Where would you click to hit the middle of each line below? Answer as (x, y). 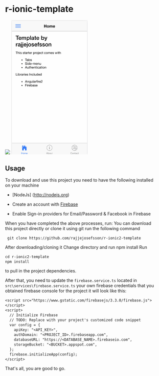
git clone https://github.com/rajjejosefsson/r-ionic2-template (74, 238)
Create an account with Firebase (45, 204)
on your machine (22, 186)
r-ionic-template (39, 9)
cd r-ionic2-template (27, 257)
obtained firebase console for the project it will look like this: (66, 291)
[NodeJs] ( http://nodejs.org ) (41, 195)
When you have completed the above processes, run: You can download (78, 223)
